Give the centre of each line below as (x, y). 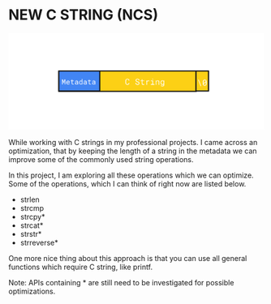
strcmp (32, 208)
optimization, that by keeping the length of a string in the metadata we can (133, 151)
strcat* (32, 225)
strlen (30, 199)
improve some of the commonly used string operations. (101, 159)
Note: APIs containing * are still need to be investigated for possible (121, 282)
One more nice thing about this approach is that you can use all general (128, 258)
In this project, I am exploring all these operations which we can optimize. (131, 175)
